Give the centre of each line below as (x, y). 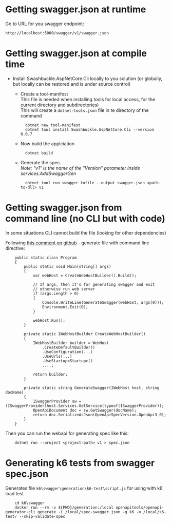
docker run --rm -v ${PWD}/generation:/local (64, 507)
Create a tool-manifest (44, 94)
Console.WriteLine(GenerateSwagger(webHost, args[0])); (103, 302)
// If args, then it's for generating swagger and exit (94, 284)
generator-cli (21, 512)
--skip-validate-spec (42, 516)
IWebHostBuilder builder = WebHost (71, 343)
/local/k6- (155, 512)
